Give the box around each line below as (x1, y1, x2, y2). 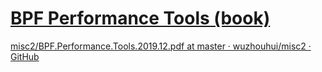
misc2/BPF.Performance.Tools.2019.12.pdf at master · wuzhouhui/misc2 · (10, 40, 312, 52)
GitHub (10, 50, 40, 62)
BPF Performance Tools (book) (10, 7, 271, 30)
